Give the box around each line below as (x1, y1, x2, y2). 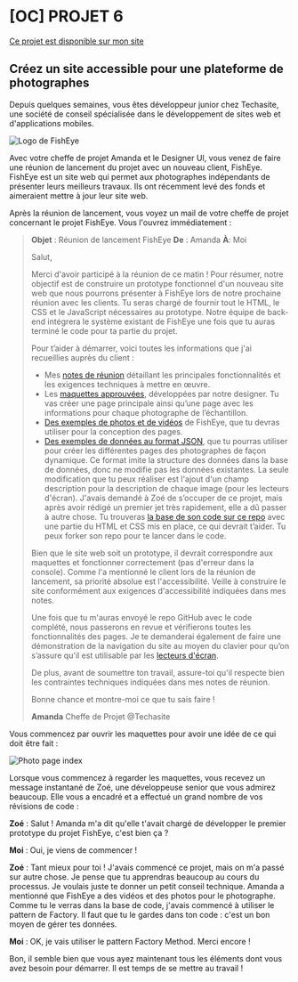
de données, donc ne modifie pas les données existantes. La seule (44, 464, 289, 475)
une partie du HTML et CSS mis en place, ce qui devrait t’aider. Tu (44, 521, 286, 532)
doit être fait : (9, 737, 59, 749)
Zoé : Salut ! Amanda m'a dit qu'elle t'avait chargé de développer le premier (9, 817, 286, 829)
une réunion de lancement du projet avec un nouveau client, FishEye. (9, 162, 262, 173)
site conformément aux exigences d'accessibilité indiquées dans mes (30, 585, 286, 596)
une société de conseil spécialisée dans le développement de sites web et (9, 109, 281, 119)
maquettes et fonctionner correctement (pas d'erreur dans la (30, 556, 254, 567)
